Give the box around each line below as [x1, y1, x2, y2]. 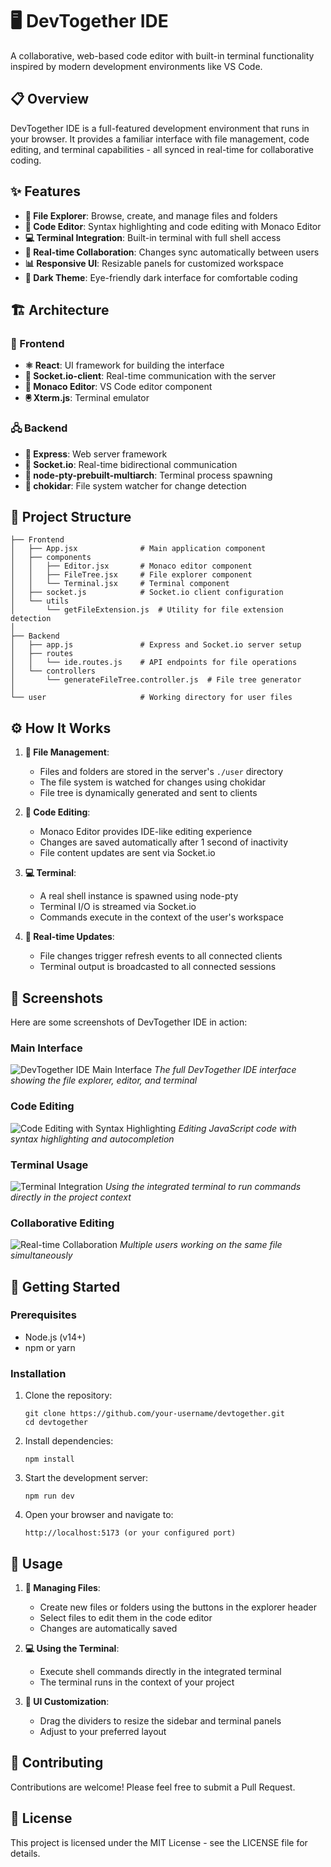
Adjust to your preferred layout [39, 1725, 167, 1737]
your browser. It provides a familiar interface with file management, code [10, 133, 310, 145]
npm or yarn [24, 1341, 76, 1353]
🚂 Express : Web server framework [24, 448, 168, 460]
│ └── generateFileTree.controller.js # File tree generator [10, 675, 302, 685]
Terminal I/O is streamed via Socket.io [39, 901, 197, 913]
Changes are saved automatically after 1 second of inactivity [39, 836, 289, 848]
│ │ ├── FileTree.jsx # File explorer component [10, 570, 253, 580]
